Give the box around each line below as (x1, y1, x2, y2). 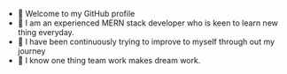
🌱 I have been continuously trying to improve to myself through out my (17, 36, 275, 47)
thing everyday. (17, 27, 75, 37)
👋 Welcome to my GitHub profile (17, 9, 136, 18)
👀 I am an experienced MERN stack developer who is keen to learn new (17, 18, 279, 28)
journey (17, 46, 46, 56)
